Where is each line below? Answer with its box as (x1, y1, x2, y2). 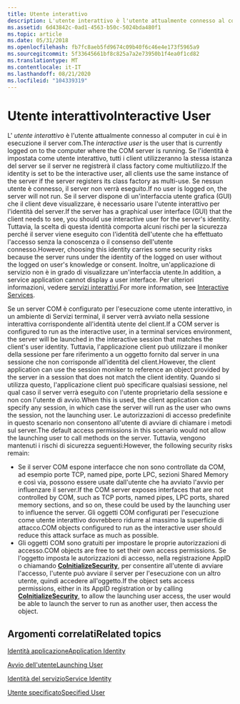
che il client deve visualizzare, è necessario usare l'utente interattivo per (7, 199, 220, 208)
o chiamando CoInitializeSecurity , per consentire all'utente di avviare (17, 562, 224, 570)
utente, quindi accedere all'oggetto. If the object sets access (17, 577, 195, 585)
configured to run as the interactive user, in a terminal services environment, (7, 327, 232, 336)
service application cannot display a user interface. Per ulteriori (7, 276, 194, 284)
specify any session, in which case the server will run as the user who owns (7, 403, 231, 412)
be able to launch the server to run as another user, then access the (17, 600, 218, 608)
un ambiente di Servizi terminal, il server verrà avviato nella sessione (7, 312, 209, 321)
